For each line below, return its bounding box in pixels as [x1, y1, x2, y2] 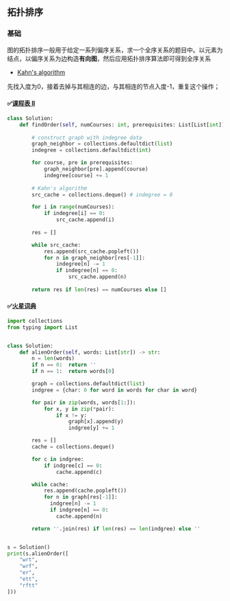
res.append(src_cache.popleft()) [43, 248, 139, 255]
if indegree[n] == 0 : [55, 267, 118, 274]
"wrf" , [19, 563, 38, 570]
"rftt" [19, 582, 38, 589]
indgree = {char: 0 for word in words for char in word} [31, 387, 197, 394]
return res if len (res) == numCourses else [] [31, 286, 167, 293]
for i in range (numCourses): [31, 203, 115, 211]
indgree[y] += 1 [68, 424, 115, 431]
